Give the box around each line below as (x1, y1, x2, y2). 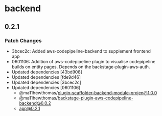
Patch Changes (4, 37, 42, 44)
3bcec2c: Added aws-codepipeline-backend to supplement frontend (11, 48, 151, 54)
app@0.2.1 (19, 105, 40, 111)
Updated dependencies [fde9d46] (11, 74, 81, 80)
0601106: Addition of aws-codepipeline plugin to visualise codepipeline (11, 58, 156, 64)
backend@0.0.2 (19, 100, 51, 106)
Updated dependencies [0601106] (11, 84, 81, 91)
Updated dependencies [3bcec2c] (11, 79, 81, 85)
